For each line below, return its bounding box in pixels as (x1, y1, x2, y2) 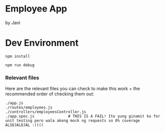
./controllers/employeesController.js (5, 109, 86, 114)
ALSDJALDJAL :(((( (5, 122, 44, 128)
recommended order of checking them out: (5, 91, 94, 97)
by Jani (5, 20, 21, 26)
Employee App (5, 3, 68, 15)
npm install (5, 54, 30, 59)
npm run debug (5, 62, 35, 68)
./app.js (5, 101, 24, 106)
